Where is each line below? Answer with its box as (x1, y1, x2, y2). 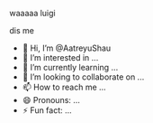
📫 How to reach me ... (22, 81, 106, 92)
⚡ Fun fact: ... (22, 105, 72, 116)
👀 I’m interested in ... (22, 52, 99, 62)
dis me (9, 25, 34, 35)
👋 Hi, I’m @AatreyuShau (22, 43, 112, 53)
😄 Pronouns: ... (22, 95, 81, 105)
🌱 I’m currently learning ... (22, 62, 119, 72)
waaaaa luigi (9, 8, 56, 18)
